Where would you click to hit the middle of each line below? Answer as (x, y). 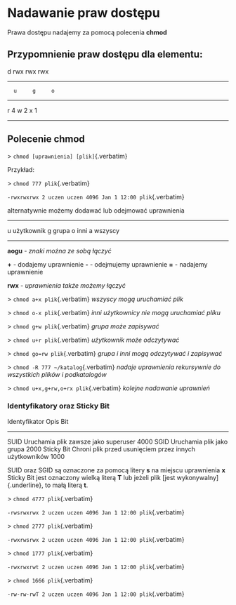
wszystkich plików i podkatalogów (57, 374)
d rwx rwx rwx (28, 71)
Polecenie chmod (46, 139)
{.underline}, (25, 485)
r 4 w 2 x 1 (22, 110)
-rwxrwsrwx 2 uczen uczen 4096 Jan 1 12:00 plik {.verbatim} (96, 539)
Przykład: (21, 169)
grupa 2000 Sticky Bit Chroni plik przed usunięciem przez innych (101, 449)
